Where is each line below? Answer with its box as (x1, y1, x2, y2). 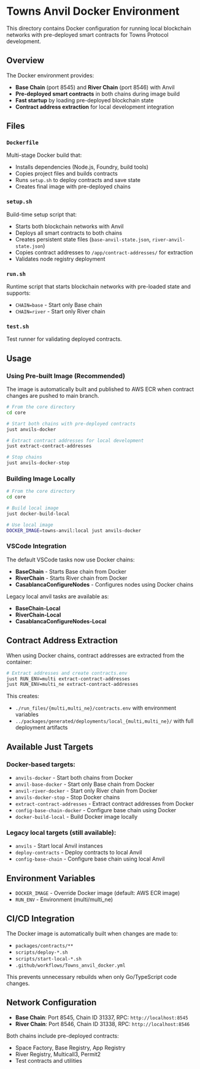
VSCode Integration (6, 542, 67, 550)
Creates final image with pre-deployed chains (15, 183, 131, 191)
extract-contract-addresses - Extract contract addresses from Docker (15, 800, 194, 807)
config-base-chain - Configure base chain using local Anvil (15, 855, 165, 862)
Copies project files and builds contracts (15, 170, 118, 177)
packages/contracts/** (15, 943, 74, 949)
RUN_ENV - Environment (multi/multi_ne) (15, 896, 113, 904)
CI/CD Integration (6, 913, 75, 924)
